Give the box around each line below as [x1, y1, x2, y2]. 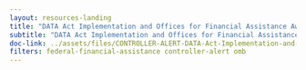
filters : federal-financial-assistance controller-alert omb [9, 47, 247, 56]
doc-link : [9, 38, 47, 48]
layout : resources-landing [9, 13, 112, 23]
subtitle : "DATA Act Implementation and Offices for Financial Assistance [9, 30, 300, 39]
